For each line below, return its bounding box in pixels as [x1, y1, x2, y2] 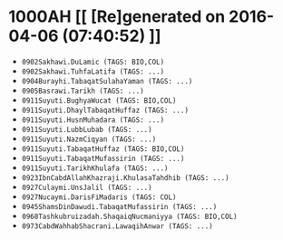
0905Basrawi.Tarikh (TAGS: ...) [21, 86, 144, 95]
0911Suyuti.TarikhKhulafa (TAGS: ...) [21, 164, 169, 173]
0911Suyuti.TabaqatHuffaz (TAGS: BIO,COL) [21, 144, 185, 154]
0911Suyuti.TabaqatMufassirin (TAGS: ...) [21, 154, 185, 163]
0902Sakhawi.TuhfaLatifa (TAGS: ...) [21, 66, 165, 76]
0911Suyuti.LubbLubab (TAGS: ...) [21, 125, 152, 134]
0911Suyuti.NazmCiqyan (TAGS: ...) [21, 135, 157, 144]
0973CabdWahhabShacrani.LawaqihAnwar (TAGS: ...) [21, 221, 214, 231]
